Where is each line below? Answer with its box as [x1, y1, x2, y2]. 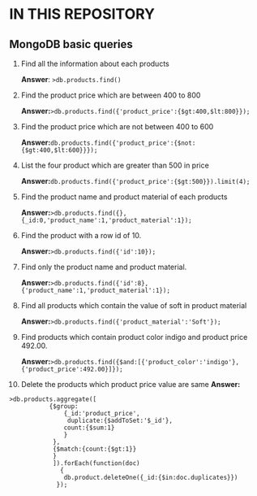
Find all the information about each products [20, 59, 169, 68]
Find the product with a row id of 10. [20, 231, 142, 240]
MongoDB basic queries [9, 37, 133, 51]
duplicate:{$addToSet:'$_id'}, [66, 416, 173, 424]
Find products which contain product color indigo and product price [20, 333, 248, 342]
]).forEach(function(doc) [52, 459, 140, 468]
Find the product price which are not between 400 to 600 [20, 122, 214, 131]
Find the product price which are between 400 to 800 [20, 90, 201, 100]
